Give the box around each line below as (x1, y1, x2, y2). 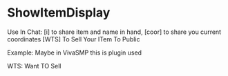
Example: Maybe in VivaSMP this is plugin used (7, 48, 142, 57)
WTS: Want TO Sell (7, 61, 61, 70)
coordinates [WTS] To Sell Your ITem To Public (7, 35, 140, 43)
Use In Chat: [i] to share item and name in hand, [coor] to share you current (7, 28, 222, 36)
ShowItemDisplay (7, 5, 111, 21)
